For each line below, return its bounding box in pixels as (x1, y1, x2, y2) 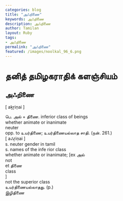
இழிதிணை (5, 190, 25, 196)
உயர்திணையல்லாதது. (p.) (5, 184, 53, 190)
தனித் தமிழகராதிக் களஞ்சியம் (5, 70, 117, 82)
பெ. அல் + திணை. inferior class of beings (5, 113, 88, 120)
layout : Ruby (5, 30, 32, 35)
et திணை (5, 163, 22, 169)
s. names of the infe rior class (5, 146, 66, 152)
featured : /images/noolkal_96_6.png (5, 49, 81, 54)
